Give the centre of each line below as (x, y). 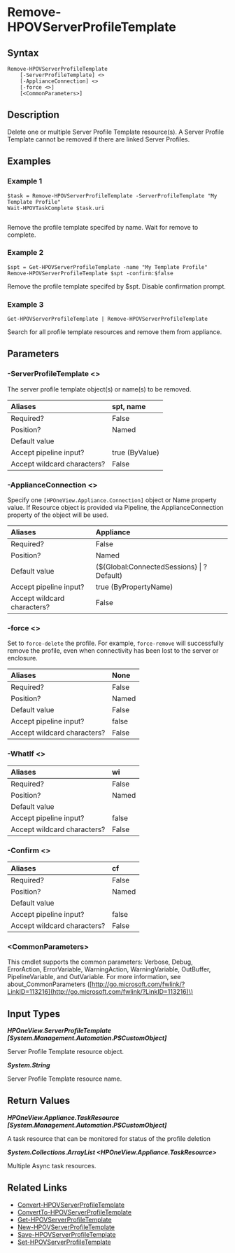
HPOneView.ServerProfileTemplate (59, 1031)
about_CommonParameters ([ (50, 984)
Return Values (39, 1101)
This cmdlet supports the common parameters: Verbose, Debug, (100, 962)
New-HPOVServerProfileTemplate (66, 1227)
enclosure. (23, 658)
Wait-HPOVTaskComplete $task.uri (56, 208)
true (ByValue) (135, 452)
